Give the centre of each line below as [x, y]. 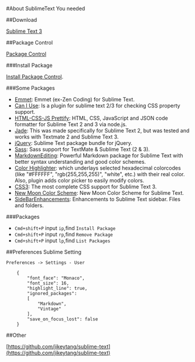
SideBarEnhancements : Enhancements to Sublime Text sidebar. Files [97, 199]
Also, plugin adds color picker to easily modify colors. [79, 180]
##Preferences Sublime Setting [44, 252]
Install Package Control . [35, 77]
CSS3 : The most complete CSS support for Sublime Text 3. [85, 187]
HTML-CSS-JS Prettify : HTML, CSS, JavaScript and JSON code [91, 118]
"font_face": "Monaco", [56, 278]
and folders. [29, 205]
